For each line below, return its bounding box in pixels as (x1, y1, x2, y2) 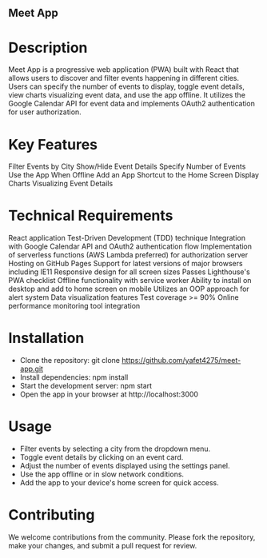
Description (8, 38, 88, 57)
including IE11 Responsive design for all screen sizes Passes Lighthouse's (8, 267, 250, 277)
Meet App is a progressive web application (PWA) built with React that (8, 65, 240, 74)
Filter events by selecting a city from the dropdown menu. (19, 444, 211, 454)
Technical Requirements (8, 207, 173, 225)
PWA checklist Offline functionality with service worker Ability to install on (8, 276, 252, 285)
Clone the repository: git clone (19, 356, 120, 365)
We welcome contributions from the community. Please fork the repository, (8, 532, 256, 542)
